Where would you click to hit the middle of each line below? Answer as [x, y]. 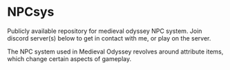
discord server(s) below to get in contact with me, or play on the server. [109, 38]
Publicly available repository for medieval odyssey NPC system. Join [105, 31]
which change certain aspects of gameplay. [69, 58]
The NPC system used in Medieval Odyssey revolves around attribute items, [115, 51]
